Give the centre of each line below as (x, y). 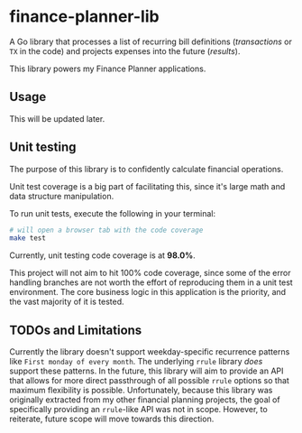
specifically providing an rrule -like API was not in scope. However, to (138, 410)
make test (28, 238)
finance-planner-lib (84, 17)
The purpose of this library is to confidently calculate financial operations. (146, 169)
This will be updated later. (57, 118)
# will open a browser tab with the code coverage (106, 230)
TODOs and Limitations (76, 330)
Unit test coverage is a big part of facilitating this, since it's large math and (147, 186)
